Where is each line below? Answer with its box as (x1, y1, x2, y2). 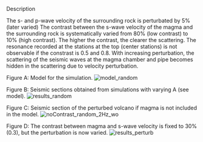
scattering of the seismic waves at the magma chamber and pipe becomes (6, 56, 193, 63)
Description (6, 5, 35, 12)
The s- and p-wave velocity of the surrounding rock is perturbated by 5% (6, 17, 190, 24)
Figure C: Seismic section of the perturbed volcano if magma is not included (6, 104, 198, 112)
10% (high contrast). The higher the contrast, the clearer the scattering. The (6, 37, 196, 43)
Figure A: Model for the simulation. (6, 74, 93, 81)
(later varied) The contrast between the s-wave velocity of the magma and (6, 24, 193, 30)
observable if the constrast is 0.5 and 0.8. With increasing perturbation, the (6, 49, 194, 57)
